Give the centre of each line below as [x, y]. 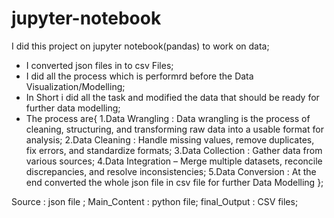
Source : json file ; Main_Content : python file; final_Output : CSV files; [155, 201]
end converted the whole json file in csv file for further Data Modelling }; [174, 182]
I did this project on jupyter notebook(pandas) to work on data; [140, 46]
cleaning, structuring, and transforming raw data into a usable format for [174, 129]
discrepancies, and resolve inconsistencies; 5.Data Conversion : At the [171, 171]
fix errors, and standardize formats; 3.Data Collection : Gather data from [174, 150]
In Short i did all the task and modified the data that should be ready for [172, 97]
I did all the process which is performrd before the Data [139, 76]
